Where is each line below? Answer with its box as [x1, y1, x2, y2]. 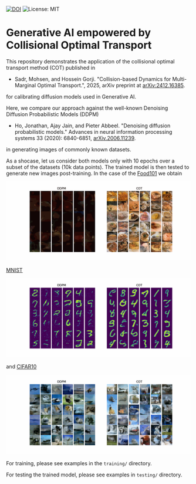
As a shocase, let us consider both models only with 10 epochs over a [6, 157, 175, 164]
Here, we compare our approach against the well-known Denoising [6, 104, 168, 111]
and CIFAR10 [6, 363, 37, 370]
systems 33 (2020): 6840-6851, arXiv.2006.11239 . [14, 134, 136, 141]
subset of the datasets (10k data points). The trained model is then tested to [6, 163, 190, 170]
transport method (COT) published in [6, 64, 96, 71]
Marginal [14, 82, 36, 89]
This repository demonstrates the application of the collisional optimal [6, 57, 175, 65]
